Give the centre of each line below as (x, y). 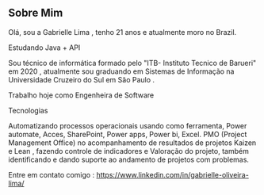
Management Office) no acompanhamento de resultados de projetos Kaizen (132, 143)
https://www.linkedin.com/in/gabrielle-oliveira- (173, 174)
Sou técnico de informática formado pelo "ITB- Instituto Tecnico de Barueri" (132, 63)
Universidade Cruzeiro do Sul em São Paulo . (82, 79)
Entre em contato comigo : (52, 174)
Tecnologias (28, 110)
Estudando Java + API (44, 48)
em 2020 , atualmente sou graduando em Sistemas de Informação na (121, 71)
